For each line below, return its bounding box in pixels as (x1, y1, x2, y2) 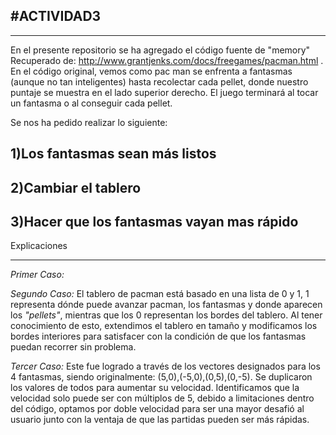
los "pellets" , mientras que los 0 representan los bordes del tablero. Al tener (10, 309, 323, 321)
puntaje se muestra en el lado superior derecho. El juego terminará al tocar (10, 86, 319, 98)
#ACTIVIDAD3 (10, 8, 102, 25)
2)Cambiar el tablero (10, 179, 142, 196)
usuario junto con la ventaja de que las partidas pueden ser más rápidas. (10, 414, 310, 426)
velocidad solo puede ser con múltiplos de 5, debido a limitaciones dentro (10, 392, 315, 404)
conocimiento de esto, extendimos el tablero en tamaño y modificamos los (10, 320, 318, 332)
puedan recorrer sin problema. (10, 341, 137, 353)
